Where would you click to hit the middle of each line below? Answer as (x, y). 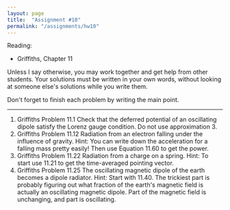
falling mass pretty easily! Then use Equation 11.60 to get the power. (113, 148)
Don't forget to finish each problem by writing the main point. (93, 100)
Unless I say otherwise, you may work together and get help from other (107, 72)
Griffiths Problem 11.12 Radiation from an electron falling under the (110, 134)
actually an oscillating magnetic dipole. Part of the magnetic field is (112, 192)
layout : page (26, 13)
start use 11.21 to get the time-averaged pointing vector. (95, 163)
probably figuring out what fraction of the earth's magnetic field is (110, 185)
